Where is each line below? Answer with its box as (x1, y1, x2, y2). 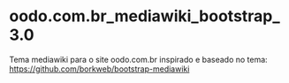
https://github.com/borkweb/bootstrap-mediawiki (9, 64, 190, 74)
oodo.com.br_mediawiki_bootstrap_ (9, 6, 280, 26)
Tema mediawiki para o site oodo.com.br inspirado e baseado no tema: (9, 54, 268, 64)
